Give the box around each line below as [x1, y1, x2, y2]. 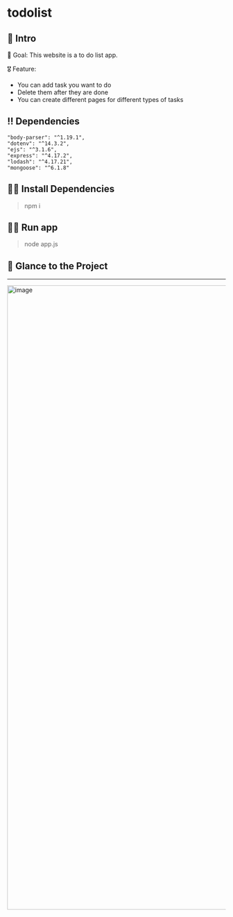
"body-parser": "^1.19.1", [7, 134, 85, 141]
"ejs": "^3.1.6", [7, 146, 58, 153]
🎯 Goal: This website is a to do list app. [7, 51, 118, 59]
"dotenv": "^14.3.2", [7, 140, 70, 147]
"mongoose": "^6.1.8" [7, 164, 70, 171]
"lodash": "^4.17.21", [7, 158, 73, 165]
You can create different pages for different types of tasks [17, 96, 184, 103]
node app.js [24, 240, 58, 248]
